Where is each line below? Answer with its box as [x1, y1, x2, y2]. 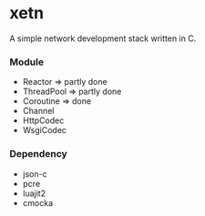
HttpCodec [22, 115, 65, 126]
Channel [22, 106, 55, 117]
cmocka [22, 197, 53, 208]
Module [9, 56, 44, 68]
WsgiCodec [22, 125, 67, 136]
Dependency [9, 148, 68, 160]
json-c [22, 168, 47, 180]
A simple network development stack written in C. [9, 33, 197, 44]
